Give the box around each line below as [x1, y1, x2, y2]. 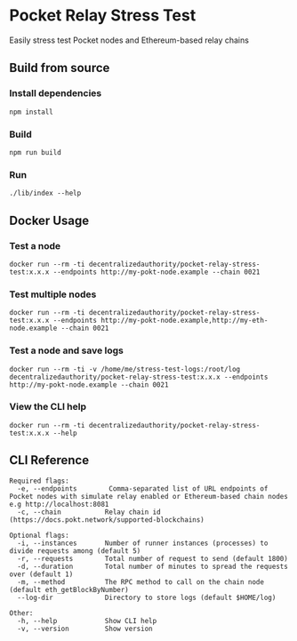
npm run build [9, 148, 62, 156]
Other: [9, 608, 34, 618]
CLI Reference [9, 453, 90, 468]
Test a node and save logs [9, 344, 124, 357]
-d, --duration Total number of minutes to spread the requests [17, 562, 289, 571]
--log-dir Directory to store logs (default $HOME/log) [17, 593, 277, 602]
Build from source [9, 60, 110, 76]
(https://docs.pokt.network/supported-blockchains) [9, 515, 205, 525]
